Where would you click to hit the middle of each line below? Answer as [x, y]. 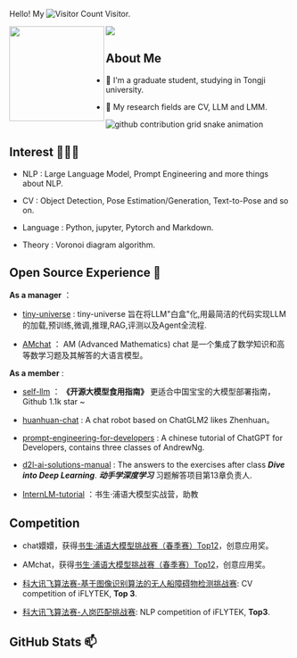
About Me [134, 58]
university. [125, 89]
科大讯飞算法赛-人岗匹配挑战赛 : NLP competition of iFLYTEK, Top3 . [146, 612]
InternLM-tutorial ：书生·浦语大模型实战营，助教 [110, 495]
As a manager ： [41, 296]
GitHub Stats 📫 [53, 641]
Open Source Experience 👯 [85, 273]
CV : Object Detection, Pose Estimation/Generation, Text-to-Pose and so [155, 200]
